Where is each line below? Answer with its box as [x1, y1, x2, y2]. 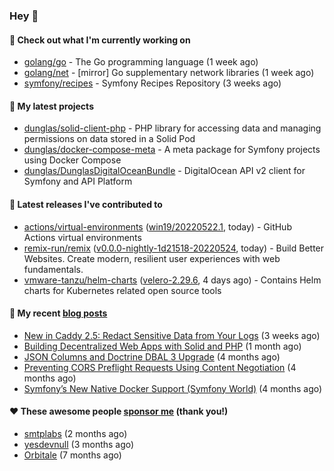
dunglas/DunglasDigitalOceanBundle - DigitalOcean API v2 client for [23, 165, 306, 177]
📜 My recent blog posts [9, 307, 108, 319]
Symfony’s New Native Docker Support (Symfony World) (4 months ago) [23, 382, 323, 394]
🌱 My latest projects [9, 100, 94, 112]
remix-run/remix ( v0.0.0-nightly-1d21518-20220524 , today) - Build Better [23, 242, 325, 254]
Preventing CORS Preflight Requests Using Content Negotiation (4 [23, 361, 297, 373]
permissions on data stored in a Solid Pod [23, 133, 196, 145]
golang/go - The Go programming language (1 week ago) [23, 56, 259, 68]
